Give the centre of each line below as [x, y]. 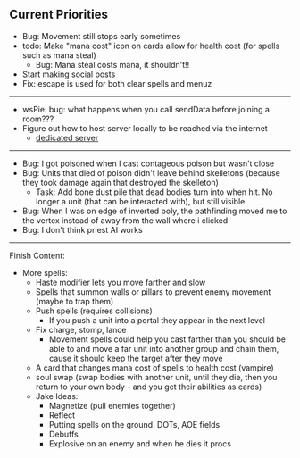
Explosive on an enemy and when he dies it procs [140, 443]
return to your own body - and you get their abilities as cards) [149, 387]
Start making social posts [69, 74]
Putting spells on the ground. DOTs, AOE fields [134, 424]
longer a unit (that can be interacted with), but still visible [140, 201]
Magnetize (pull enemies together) [112, 405]
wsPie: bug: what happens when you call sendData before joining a [146, 109]
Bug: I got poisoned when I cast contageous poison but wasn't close [148, 163]
